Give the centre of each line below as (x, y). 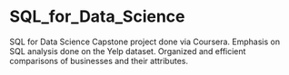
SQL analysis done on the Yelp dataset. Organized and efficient (128, 51)
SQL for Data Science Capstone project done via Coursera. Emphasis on (144, 42)
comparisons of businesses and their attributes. (99, 61)
